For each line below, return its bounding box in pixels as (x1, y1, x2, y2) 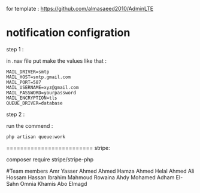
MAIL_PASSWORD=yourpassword (6, 90, 77, 96)
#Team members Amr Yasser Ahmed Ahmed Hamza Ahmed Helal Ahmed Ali (6, 167, 195, 174)
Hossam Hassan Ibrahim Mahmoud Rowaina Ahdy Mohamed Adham (6, 173, 175, 181)
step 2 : (6, 111, 25, 118)
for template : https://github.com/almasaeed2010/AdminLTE (6, 5, 154, 12)
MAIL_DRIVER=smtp (6, 69, 50, 75)
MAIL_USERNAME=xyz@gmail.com (6, 84, 79, 90)
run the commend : (6, 122, 53, 129)
